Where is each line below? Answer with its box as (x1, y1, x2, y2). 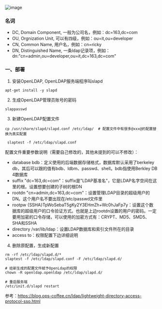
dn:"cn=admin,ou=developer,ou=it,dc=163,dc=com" (12, 53, 117, 59)
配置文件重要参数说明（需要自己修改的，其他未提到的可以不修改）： (5, 149, 139, 155)
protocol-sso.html (5, 298, 41, 304)
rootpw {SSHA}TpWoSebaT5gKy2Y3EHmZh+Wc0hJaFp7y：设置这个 (12, 202, 149, 208)
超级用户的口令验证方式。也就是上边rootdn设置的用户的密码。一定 (25, 208, 157, 213)
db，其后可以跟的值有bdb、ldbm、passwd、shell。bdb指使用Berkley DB (12, 165, 158, 171)
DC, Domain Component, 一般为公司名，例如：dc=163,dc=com (12, 30, 138, 35)
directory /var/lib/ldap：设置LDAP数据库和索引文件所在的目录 (12, 226, 134, 232)
